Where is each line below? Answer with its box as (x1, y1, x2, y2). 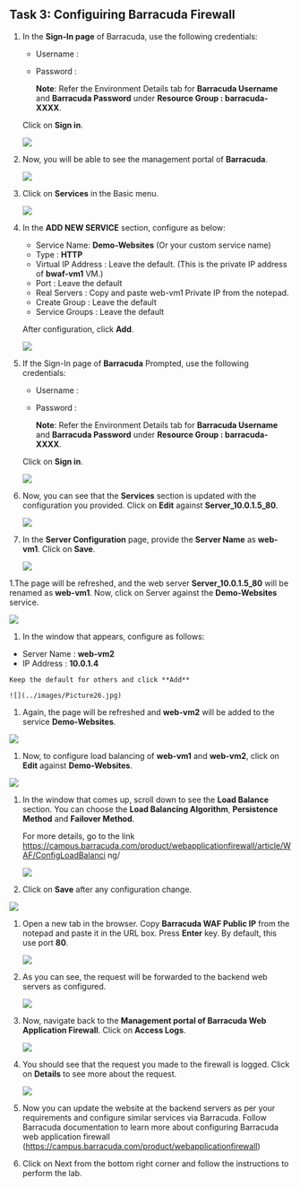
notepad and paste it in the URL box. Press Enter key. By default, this (21, 928, 278, 938)
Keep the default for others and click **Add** (9, 675, 191, 685)
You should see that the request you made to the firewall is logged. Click (21, 1059, 290, 1069)
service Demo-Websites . (21, 716, 116, 727)
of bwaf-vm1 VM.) (35, 268, 104, 279)
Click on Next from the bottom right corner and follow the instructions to (21, 1157, 289, 1169)
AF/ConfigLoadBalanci (21, 850, 106, 860)
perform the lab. (21, 1167, 82, 1178)
